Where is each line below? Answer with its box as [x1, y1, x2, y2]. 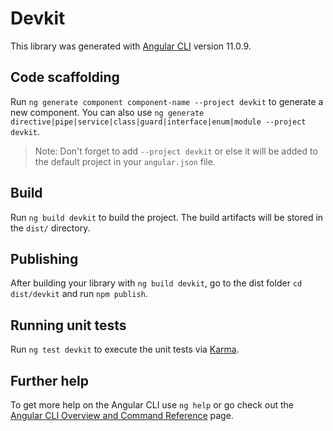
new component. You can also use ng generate [10, 106, 205, 118]
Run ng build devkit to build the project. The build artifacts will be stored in [10, 211, 324, 223]
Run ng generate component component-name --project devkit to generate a [10, 95, 324, 107]
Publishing [10, 250, 79, 267]
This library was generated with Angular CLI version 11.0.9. [10, 40, 252, 52]
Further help [10, 372, 90, 389]
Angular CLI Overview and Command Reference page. [10, 410, 234, 421]
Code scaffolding [10, 69, 120, 86]
